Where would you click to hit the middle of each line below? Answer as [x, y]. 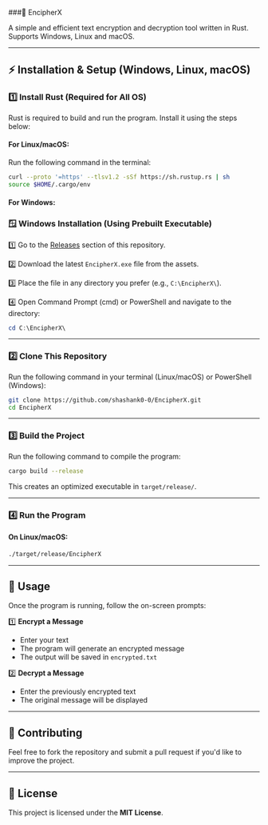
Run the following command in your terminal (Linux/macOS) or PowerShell [130, 377]
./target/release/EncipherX [55, 554]
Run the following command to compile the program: [95, 456]
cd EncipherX [30, 407]
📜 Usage [29, 587]
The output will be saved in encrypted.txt [89, 657]
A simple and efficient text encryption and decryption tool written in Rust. [128, 28]
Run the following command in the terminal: [80, 162]
